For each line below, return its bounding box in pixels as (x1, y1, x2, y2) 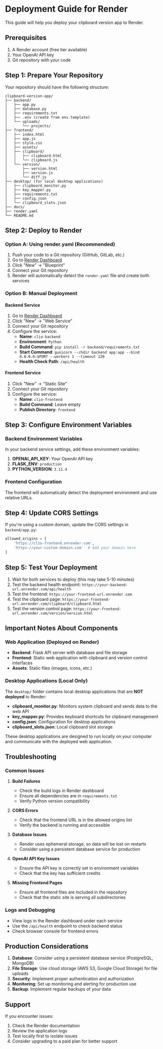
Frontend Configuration (5, 478, 62, 485)
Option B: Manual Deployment (5, 290, 78, 297)
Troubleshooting (5, 752, 57, 761)
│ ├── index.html (5, 132, 45, 137)
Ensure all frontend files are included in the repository (19, 889, 127, 895)
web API (12, 708, 29, 714)
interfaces (12, 660, 33, 666)
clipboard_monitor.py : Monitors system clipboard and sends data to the (12, 703, 158, 709)
